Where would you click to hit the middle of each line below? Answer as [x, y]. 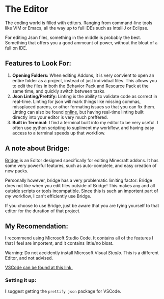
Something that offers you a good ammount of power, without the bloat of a [82, 42]
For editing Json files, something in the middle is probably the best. [73, 37]
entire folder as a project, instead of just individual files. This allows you [84, 80]
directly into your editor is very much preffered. [60, 117]
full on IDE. [16, 48]
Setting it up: [21, 280]
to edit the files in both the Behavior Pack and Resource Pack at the [80, 86]
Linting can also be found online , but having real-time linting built [78, 112]
